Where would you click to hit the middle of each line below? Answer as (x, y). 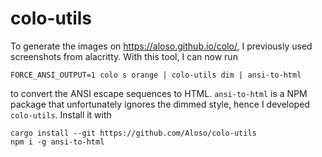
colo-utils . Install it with (61, 114)
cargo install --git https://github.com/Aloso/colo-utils (133, 133)
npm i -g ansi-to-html (57, 142)
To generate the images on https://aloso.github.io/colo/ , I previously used (161, 46)
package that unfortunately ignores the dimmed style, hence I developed (160, 104)
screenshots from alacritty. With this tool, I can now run (124, 56)
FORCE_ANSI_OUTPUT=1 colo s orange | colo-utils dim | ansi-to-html (156, 75)
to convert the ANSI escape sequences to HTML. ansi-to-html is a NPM (159, 93)
